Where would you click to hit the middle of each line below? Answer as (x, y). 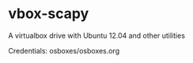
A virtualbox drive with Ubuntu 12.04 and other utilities (97, 35)
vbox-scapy (49, 14)
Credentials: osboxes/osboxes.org (64, 50)
